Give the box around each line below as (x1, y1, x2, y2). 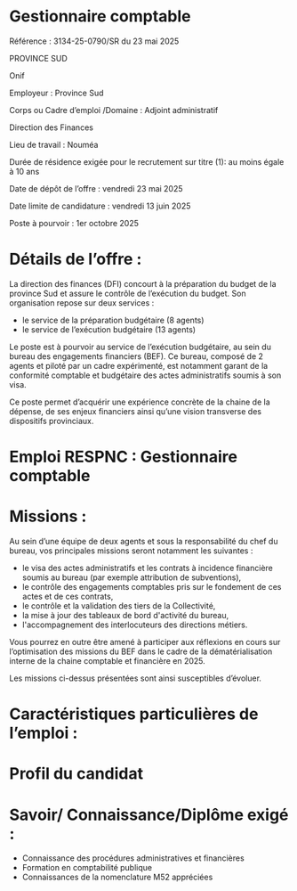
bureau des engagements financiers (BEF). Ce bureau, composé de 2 (9, 350, 264, 362)
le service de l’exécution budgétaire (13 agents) (21, 323, 197, 335)
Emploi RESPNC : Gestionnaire (9, 447, 238, 467)
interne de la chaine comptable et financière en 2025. (9, 656, 206, 666)
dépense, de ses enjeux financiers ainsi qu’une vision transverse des (9, 405, 262, 416)
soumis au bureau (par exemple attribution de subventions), (21, 572, 242, 583)
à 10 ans (9, 166, 40, 176)
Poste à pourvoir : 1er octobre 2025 (9, 217, 140, 228)
